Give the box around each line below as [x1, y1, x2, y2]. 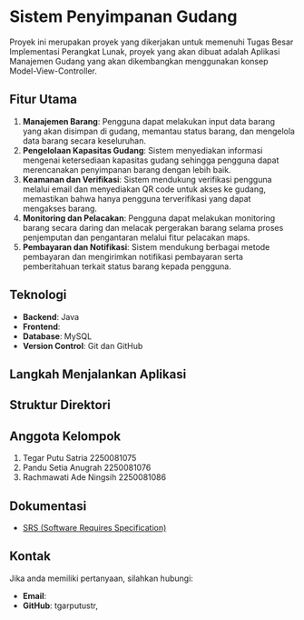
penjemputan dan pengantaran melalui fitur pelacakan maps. [22, 232, 250, 243]
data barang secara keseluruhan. [22, 135, 147, 146]
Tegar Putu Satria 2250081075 [22, 453, 137, 464]
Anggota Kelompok [9, 428, 121, 444]
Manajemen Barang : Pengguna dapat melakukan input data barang [22, 115, 275, 126]
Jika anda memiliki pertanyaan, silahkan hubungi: [9, 573, 193, 584]
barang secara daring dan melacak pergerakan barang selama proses [22, 222, 284, 233]
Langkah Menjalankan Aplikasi [9, 366, 187, 382]
